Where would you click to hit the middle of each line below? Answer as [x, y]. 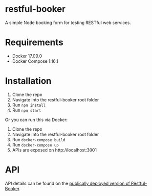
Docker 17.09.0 [27, 56]
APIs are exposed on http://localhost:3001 [54, 150]
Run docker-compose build [39, 139]
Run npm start [27, 110]
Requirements [34, 42]
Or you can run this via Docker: [36, 120]
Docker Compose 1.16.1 [35, 61]
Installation [28, 81]
